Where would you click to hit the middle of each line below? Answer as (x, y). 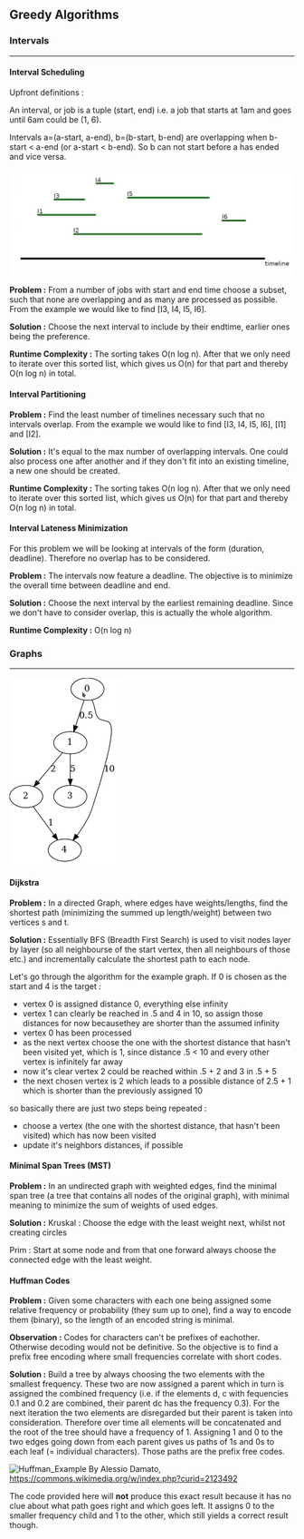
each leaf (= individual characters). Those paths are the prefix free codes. (147, 1452)
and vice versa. (38, 156)
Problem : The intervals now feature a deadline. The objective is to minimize (152, 575)
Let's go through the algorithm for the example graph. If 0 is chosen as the (148, 976)
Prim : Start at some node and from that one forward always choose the (143, 1250)
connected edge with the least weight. (81, 1260)
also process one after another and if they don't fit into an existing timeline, (149, 461)
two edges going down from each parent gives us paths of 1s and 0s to (142, 1442)
